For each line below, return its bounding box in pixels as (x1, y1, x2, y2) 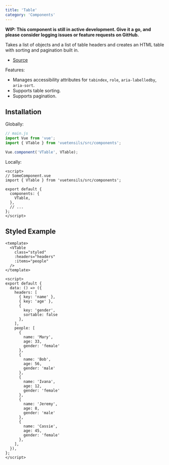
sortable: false (23, 312, 58, 317)
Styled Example (5, 227, 56, 236)
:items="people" (14, 259, 49, 264)
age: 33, (23, 339, 42, 344)
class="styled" (14, 249, 47, 255)
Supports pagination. (12, 93, 57, 99)
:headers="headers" (14, 254, 56, 259)
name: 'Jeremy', (23, 401, 58, 406)
